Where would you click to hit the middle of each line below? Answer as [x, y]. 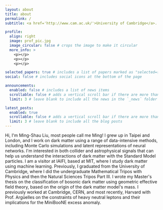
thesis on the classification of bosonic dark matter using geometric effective [81, 182]
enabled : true [24, 112]
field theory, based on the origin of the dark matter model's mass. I [72, 187]
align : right [23, 36]
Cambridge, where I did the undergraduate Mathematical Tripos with [73, 171]
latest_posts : [19, 108]
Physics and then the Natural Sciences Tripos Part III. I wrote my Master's [78, 176]
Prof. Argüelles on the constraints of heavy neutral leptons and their [73, 197]
